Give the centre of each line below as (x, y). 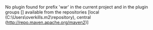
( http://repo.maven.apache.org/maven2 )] (47, 22)
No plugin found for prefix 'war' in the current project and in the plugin (76, 7)
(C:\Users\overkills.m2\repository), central (48, 17)
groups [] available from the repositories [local (52, 12)
